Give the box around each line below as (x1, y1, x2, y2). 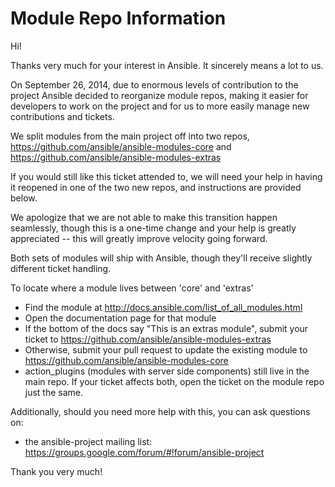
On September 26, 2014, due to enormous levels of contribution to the (10, 78, 299, 91)
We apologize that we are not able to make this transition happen (10, 211, 278, 223)
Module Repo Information (10, 7, 227, 30)
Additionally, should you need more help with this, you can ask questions (10, 405, 311, 417)
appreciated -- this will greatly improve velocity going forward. (10, 232, 268, 244)
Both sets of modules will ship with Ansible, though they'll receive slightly (10, 252, 313, 264)
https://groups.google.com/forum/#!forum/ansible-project (24, 446, 265, 458)
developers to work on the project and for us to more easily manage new (10, 100, 310, 112)
